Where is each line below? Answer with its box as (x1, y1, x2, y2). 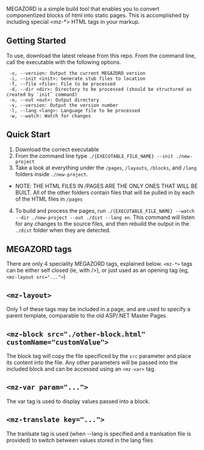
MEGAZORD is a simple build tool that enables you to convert (6, 5, 160, 12)
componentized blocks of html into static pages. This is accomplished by (6, 12, 189, 19)
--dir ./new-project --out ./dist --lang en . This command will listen (15, 213, 195, 221)
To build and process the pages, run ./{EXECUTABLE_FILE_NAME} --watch (15, 207, 195, 214)
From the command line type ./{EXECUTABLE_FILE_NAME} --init (15, 152, 174, 159)
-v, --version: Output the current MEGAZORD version (9, 70, 146, 76)
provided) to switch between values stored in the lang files (6, 436, 153, 444)
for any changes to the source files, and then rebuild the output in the (15, 220, 190, 227)
